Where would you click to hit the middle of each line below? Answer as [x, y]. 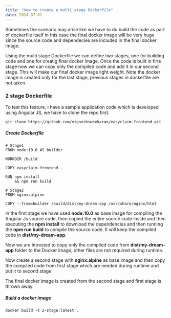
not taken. [16, 83]
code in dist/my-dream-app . [36, 235]
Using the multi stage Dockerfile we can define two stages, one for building [85, 55]
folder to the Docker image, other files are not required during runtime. [89, 250]
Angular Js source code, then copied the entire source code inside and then [85, 218]
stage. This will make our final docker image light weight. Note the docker [83, 72]
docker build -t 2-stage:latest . [42, 310]
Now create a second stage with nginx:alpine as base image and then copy [85, 260]
